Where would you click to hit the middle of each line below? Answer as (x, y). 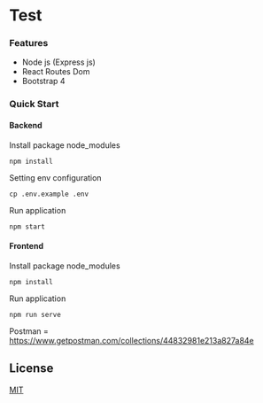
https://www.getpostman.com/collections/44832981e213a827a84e (131, 340)
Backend (26, 125)
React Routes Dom (56, 72)
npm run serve (35, 314)
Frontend (27, 246)
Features (29, 43)
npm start (27, 227)
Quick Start (34, 105)
